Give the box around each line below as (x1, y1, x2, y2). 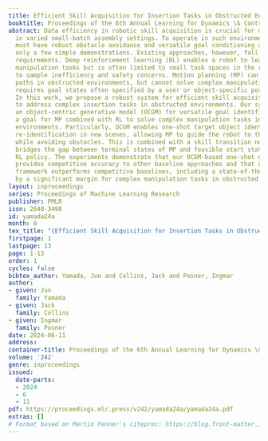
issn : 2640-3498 (8, 205, 62, 213)
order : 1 (8, 256, 37, 264)
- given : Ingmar (8, 316, 62, 324)
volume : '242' (8, 353, 56, 362)
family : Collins (15, 308, 69, 316)
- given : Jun (8, 287, 52, 295)
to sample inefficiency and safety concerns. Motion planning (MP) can (15, 71, 259, 79)
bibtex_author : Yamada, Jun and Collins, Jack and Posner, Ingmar (8, 272, 234, 280)
